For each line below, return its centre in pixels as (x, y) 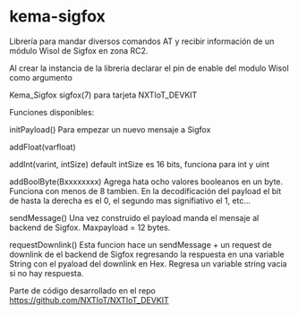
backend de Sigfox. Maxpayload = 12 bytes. (90, 227)
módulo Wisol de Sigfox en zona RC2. (79, 50)
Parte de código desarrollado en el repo (83, 290)
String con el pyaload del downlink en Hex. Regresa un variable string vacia (149, 263)
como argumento (41, 77)
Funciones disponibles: (52, 112)
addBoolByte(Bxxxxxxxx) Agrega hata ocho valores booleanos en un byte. (146, 182)
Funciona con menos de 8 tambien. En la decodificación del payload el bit (145, 191)
